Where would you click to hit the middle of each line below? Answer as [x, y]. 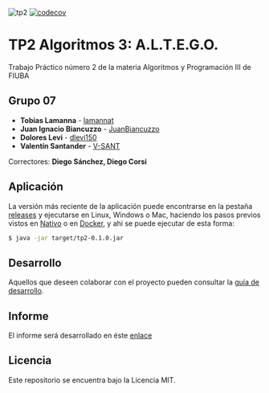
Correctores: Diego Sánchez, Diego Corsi [77, 162]
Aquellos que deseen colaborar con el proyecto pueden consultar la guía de [134, 282]
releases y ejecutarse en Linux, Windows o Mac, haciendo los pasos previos [134, 215]
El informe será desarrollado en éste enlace [80, 336]
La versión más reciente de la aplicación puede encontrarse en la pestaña [130, 206]
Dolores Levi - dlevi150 [59, 137]
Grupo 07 [32, 101]
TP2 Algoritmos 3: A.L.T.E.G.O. [114, 45]
